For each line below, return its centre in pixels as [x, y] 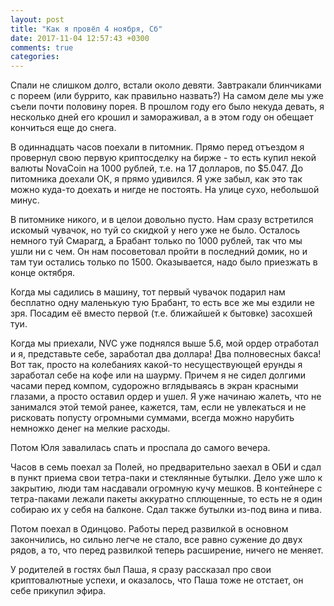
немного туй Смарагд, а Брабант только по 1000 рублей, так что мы [156, 241]
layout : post [37, 19]
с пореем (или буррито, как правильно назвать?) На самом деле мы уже [167, 96]
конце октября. [43, 273]
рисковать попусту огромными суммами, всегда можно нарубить [152, 418]
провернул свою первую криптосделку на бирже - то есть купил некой [163, 158]
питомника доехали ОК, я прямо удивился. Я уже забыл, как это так [156, 179]
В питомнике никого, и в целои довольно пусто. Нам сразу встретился [162, 220]
